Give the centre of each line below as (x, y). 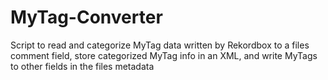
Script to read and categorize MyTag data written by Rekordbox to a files (160, 45)
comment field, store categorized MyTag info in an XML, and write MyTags (164, 55)
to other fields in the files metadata (82, 66)
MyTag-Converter (86, 17)
